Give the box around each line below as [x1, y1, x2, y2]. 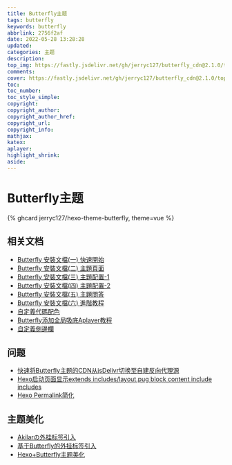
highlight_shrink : [7, 152, 60, 159]
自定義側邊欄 [17, 324, 54, 333]
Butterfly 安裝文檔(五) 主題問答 [17, 290, 105, 298]
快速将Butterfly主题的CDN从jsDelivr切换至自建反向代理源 [17, 367, 180, 375]
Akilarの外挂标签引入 [17, 433, 77, 441]
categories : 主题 [7, 49, 55, 56]
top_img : [7, 62, 32, 69]
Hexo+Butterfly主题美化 [17, 450, 85, 459]
